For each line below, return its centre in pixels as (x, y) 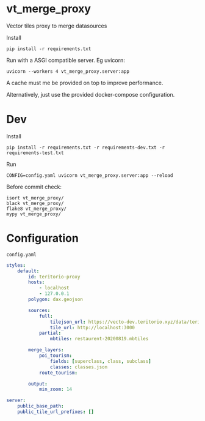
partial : (50, 333)
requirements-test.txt (35, 153)
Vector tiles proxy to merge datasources (57, 26)
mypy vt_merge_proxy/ (34, 214)
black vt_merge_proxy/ (35, 203)
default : (28, 271)
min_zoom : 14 (55, 389)
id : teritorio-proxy (54, 277)
